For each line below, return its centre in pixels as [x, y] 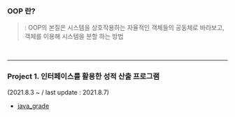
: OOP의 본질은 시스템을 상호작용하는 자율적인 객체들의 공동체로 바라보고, [124, 28]
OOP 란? [21, 11]
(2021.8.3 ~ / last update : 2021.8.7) [58, 92]
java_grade [33, 106]
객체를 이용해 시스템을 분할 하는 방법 [74, 36]
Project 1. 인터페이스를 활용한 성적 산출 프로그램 [83, 76]
